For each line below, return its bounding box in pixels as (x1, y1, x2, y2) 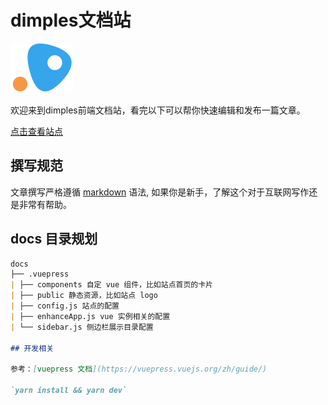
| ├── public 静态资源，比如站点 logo (10, 291, 158, 301)
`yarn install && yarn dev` (10, 386, 128, 396)
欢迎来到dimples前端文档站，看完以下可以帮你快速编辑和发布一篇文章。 (10, 104, 306, 116)
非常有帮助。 (18, 198, 72, 210)
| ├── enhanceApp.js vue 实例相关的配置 (10, 311, 171, 321)
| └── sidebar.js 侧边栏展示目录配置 (10, 322, 154, 332)
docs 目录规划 (10, 231, 98, 248)
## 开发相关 (10, 343, 55, 353)
